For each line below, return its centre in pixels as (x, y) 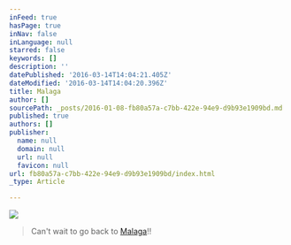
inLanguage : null (41, 42)
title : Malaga (35, 91)
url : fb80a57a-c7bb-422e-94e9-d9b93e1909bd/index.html (112, 173)
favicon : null (43, 165)
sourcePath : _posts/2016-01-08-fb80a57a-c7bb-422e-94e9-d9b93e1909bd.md (146, 108)
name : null (37, 141)
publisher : (29, 133)
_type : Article (37, 182)
